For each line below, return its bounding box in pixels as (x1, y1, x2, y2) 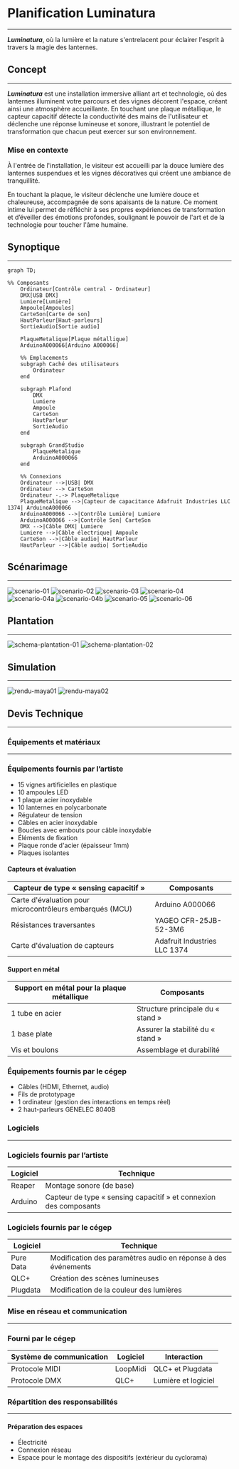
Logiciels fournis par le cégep (7, 1222, 112, 1232)
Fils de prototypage (17, 1090, 75, 1099)
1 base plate (11, 1029, 53, 1039)
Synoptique (7, 241, 60, 253)
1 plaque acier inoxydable (17, 795, 92, 804)
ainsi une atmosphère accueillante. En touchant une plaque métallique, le (7, 104, 222, 113)
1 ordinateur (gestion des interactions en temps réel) (17, 1098, 171, 1106)
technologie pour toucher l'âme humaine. (7, 221, 128, 229)
